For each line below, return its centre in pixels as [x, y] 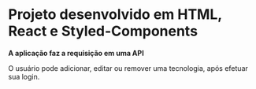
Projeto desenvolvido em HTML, [115, 15]
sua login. [24, 76]
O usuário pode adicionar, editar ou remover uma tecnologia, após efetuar [128, 68]
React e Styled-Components [103, 31]
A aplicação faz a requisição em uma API [76, 53]
